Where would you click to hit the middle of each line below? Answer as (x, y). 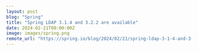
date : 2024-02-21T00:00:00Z (41, 28)
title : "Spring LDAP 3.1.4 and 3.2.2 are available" (72, 22)
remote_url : (21, 39)
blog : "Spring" (25, 17)
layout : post (22, 11)
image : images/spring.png (38, 33)
